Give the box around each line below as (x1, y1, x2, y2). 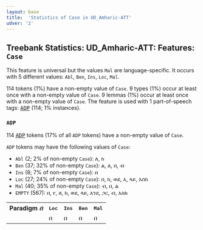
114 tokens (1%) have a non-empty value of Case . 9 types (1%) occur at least (6, 85, 197, 92)
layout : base (6, 8, 40, 15)
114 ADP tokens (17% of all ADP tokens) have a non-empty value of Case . (6, 132, 184, 139)
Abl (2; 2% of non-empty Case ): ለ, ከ (15, 155, 105, 163)
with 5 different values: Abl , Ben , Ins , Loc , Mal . (6, 73, 120, 81)
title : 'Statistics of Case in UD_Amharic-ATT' (6, 15, 132, 21)
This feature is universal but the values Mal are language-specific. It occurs (6, 67, 194, 74)
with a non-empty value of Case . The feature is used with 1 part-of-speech (6, 98, 192, 105)
